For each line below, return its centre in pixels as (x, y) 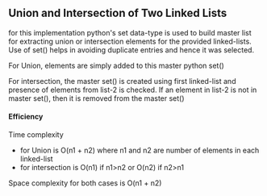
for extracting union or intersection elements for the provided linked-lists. (130, 41)
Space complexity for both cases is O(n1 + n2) (85, 183)
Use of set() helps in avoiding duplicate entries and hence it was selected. (131, 50)
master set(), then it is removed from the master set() (96, 98)
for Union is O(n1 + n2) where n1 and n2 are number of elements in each (140, 150)
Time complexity (36, 135)
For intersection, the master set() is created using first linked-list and (122, 81)
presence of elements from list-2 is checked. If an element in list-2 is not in (133, 90)
